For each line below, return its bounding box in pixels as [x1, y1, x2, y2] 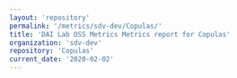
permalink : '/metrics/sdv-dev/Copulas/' [9, 22, 163, 30]
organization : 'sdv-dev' [9, 38, 102, 48]
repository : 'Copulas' [9, 47, 94, 56]
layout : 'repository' [9, 13, 91, 22]
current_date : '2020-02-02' [9, 55, 115, 64]
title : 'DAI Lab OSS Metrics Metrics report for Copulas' [9, 30, 231, 39]
